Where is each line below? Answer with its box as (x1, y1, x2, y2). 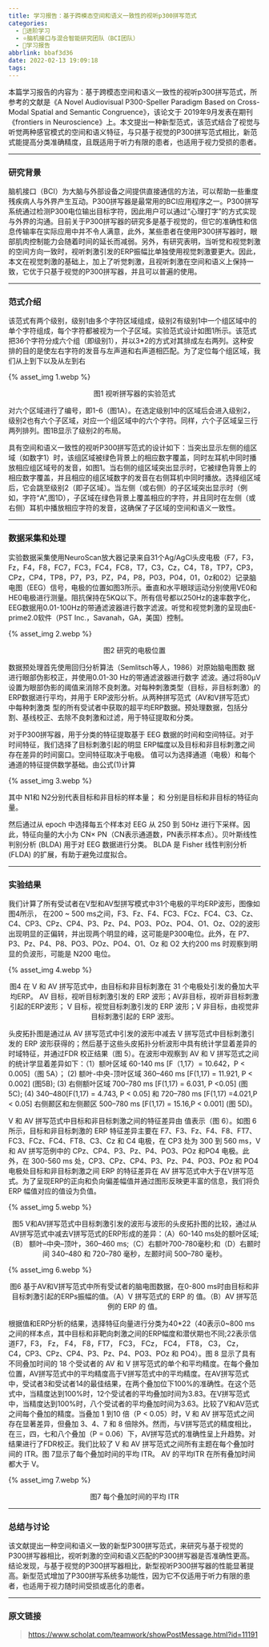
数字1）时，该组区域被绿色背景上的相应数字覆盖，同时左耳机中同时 (29, 453, 250, 462)
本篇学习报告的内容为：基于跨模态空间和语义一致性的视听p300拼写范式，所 (8, 87, 258, 96)
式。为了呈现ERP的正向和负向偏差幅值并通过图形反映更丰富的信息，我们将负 (8, 1176, 260, 1185)
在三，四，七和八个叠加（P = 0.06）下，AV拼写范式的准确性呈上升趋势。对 (8, 1429, 256, 1438)
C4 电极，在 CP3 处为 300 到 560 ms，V (126, 1136, 261, 1145)
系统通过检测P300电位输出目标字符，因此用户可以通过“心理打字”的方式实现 (8, 206, 257, 217)
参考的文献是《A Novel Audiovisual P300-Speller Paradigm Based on (8, 97, 236, 107)
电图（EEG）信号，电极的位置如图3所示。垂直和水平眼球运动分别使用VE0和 (8, 583, 258, 592)
